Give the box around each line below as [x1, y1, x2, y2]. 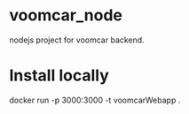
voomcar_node [9, 5, 122, 26]
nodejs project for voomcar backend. [9, 34, 145, 45]
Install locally [9, 65, 109, 86]
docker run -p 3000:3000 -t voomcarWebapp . [9, 95, 181, 105]
